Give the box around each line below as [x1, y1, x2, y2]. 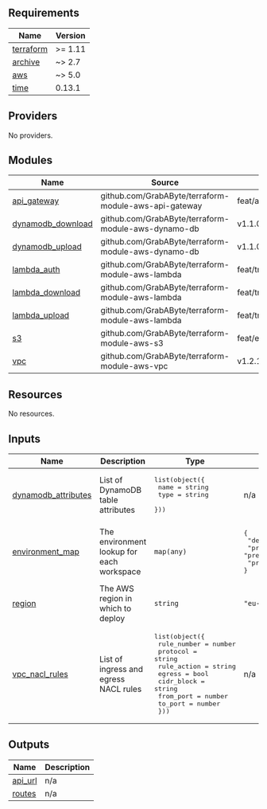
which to [99, 603, 132, 614]
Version [55, 29, 86, 41]
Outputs [8, 738, 50, 752]
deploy [99, 613, 126, 624]
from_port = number [157, 692, 229, 701]
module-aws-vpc [100, 361, 168, 372]
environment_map [12, 546, 79, 557]
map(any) [153, 547, 188, 557]
